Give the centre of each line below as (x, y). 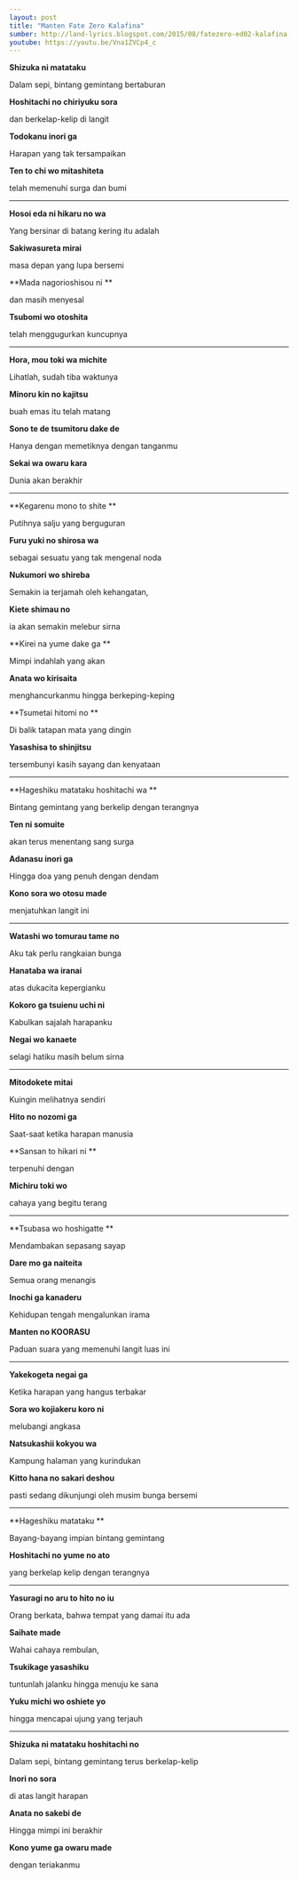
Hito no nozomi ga (43, 1117)
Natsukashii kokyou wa (53, 1444)
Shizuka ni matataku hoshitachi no (74, 1745)
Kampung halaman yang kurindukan (75, 1461)
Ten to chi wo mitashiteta (57, 171)
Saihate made (35, 1633)
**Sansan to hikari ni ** (53, 1152)
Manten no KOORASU (50, 1332)
